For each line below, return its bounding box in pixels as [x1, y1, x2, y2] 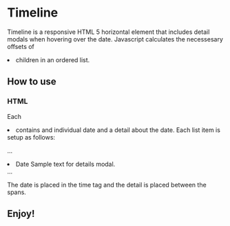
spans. [7, 188, 26, 196]
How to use [7, 76, 56, 88]
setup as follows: [7, 133, 56, 141]
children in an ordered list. [16, 55, 90, 64]
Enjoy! [7, 208, 35, 220]
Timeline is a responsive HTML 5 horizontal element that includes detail [7, 28, 210, 36]
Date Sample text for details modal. [16, 160, 116, 168]
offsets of [7, 42, 34, 50]
